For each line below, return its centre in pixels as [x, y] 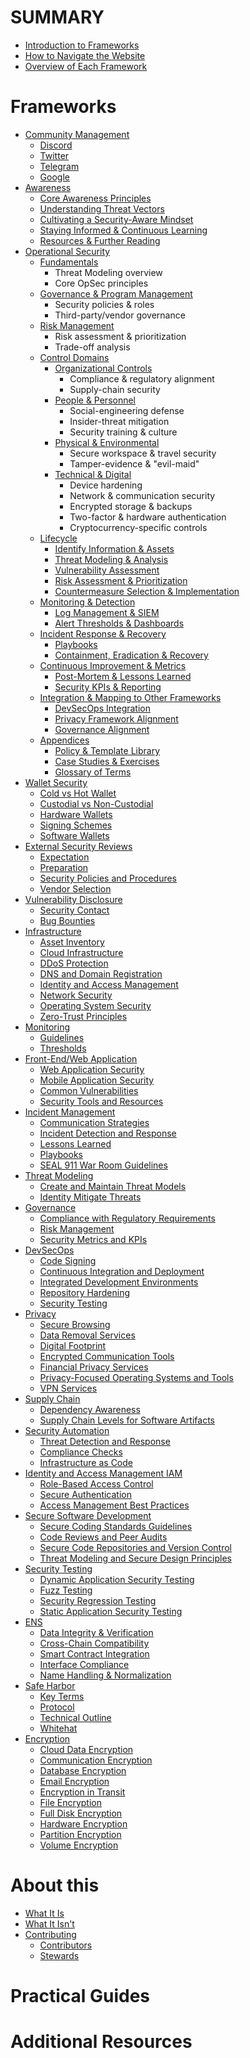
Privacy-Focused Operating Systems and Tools [136, 1377]
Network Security [76, 995]
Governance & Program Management [116, 293]
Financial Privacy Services [94, 1367]
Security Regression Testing [98, 1600]
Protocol [57, 1707]
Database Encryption [83, 1770]
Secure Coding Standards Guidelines [116, 1526]
